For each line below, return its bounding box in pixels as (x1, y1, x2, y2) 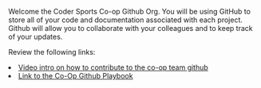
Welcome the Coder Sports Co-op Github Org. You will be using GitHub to (8, 7, 251, 16)
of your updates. (8, 32, 63, 41)
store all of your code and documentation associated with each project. (8, 15, 243, 25)
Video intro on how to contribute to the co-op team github (18, 63, 209, 72)
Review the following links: (8, 48, 96, 56)
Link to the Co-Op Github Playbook (18, 71, 133, 80)
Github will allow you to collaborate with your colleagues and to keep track (8, 24, 253, 33)
